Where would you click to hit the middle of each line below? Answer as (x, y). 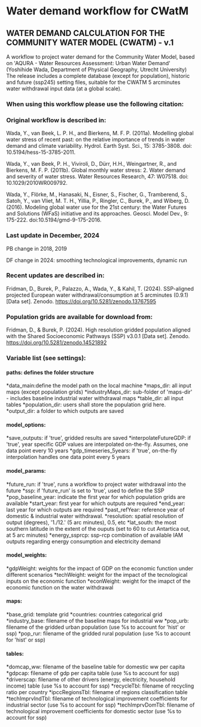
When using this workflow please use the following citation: (95, 104)
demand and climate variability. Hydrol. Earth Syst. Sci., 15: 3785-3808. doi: (99, 146)
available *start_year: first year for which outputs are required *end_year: (96, 503)
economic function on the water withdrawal (60, 587)
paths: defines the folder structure (50, 372)
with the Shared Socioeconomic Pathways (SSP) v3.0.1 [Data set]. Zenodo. (98, 336)
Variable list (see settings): (46, 358)
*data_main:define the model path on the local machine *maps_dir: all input (99, 386)
